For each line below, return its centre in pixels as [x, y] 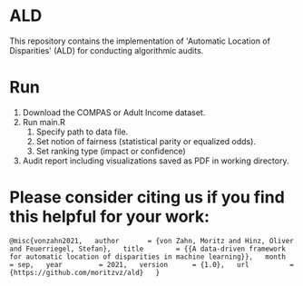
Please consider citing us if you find [147, 197]
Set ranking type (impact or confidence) [111, 151]
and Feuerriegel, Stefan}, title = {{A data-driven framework [147, 249]
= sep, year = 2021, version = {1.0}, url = [152, 264]
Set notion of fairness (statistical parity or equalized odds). [146, 141]
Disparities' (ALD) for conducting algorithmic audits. [107, 50]
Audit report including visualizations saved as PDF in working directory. [156, 161]
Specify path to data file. [82, 132]
